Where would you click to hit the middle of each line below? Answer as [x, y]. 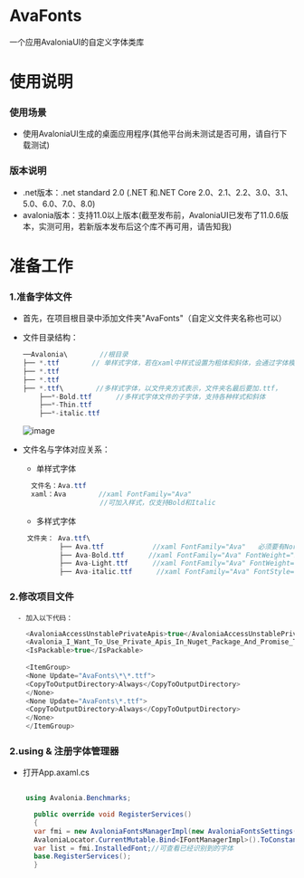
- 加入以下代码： [45, 618]
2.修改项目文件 [42, 596]
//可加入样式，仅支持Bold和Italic [157, 502]
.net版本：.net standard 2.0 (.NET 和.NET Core [109, 192]
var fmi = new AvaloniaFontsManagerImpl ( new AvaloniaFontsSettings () [167, 831]
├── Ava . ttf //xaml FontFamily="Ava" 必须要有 [172, 547]
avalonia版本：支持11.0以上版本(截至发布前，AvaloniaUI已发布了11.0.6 [152, 215]
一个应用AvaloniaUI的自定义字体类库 [77, 42]
